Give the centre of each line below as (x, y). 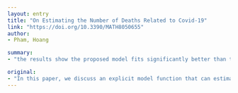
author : (19, 33)
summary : (20, 53)
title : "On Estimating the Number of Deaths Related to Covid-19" (107, 20)
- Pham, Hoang (28, 40)
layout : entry (28, 14)
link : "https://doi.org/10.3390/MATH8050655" (75, 27)
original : (22, 72)
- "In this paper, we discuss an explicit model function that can (109, 78)
